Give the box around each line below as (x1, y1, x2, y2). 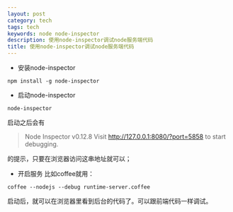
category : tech (7, 17, 52, 24)
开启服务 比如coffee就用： (17, 170, 94, 177)
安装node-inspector (17, 64, 76, 71)
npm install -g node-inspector (7, 78, 100, 85)
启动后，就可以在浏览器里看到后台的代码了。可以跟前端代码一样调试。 (7, 197, 212, 205)
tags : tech (7, 23, 40, 30)
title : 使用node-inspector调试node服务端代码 (7, 43, 135, 50)
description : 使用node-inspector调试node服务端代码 (7, 37, 154, 44)
